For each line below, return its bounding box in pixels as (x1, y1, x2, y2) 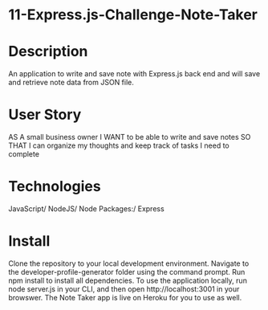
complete (8, 149, 40, 159)
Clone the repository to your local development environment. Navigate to (8, 259, 250, 268)
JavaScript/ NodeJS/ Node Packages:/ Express (8, 204, 164, 214)
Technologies (8, 177, 102, 196)
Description (8, 43, 88, 61)
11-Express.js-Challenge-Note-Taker (8, 6, 258, 24)
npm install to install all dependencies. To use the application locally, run (8, 275, 247, 285)
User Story (8, 106, 82, 124)
